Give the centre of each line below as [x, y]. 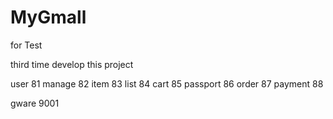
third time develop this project [72, 64]
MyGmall [48, 17]
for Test [26, 45]
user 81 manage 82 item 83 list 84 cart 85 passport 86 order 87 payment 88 [167, 83]
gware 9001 [35, 103]
